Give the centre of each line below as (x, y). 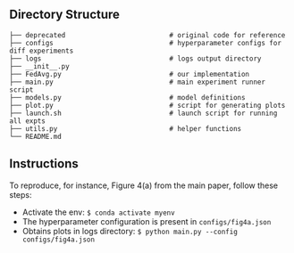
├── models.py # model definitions (127, 97)
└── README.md (36, 136)
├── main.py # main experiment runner (138, 82)
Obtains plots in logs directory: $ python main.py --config (130, 231)
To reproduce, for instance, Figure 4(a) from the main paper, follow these (144, 185)
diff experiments (42, 51)
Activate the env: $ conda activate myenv (99, 212)
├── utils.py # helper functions (126, 128)
